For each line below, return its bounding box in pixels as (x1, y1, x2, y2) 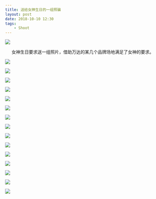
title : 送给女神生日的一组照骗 (5, 7, 61, 12)
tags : (5, 21, 16, 26)
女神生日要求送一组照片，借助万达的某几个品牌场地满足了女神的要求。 (11, 49, 154, 55)
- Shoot (14, 26, 30, 31)
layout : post (5, 12, 32, 17)
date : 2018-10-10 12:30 (5, 16, 54, 21)
